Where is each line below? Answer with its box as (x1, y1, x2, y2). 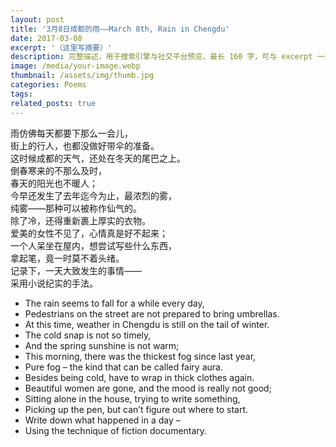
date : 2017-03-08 (10, 33, 83, 43)
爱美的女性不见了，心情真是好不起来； (10, 227, 168, 239)
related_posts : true (10, 98, 97, 108)
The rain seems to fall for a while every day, (24, 297, 205, 309)
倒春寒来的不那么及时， (10, 164, 107, 176)
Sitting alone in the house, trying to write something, (24, 392, 241, 405)
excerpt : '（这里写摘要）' (10, 42, 113, 53)
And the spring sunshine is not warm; (24, 339, 180, 351)
